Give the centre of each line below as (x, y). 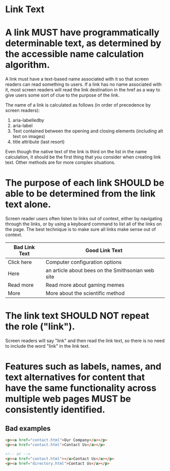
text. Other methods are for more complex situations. (60, 162)
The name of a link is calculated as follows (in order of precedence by (78, 105)
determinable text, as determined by (83, 43)
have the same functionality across (81, 388)
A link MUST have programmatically (82, 33)
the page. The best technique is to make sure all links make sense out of (81, 229)
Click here (20, 262)
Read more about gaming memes (85, 285)
